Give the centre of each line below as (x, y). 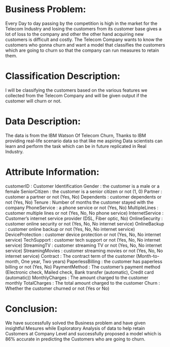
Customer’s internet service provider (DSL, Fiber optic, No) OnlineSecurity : (84, 218)
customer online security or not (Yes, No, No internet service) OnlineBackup (85, 223)
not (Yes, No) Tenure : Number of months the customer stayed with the (79, 202)
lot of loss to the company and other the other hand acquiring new (75, 34)
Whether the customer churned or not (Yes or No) (57, 288)
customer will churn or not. (33, 101)
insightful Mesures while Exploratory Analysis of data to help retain (75, 328)
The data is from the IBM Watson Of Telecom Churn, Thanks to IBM (76, 135)
